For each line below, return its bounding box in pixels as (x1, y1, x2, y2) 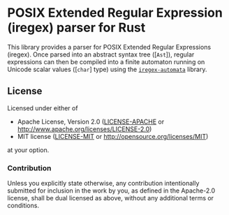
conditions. (7, 201, 40, 210)
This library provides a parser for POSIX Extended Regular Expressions (7, 43, 212, 51)
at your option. (7, 145, 50, 154)
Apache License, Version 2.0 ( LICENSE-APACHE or (17, 117, 165, 126)
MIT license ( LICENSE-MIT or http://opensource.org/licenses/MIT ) (17, 132, 209, 140)
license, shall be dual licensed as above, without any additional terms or (7, 194, 214, 202)
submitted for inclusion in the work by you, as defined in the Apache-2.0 (7, 186, 215, 195)
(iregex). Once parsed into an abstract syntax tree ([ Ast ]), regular (7, 50, 195, 59)
